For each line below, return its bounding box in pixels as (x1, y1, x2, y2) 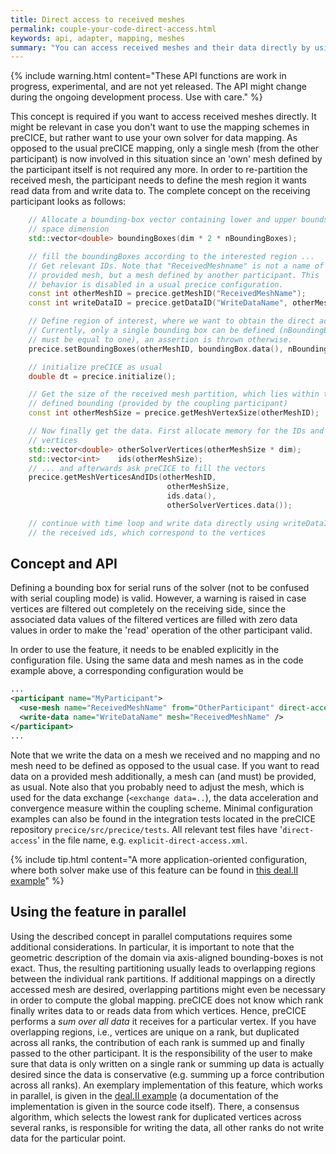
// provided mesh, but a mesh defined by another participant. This (28, 270, 320, 280)
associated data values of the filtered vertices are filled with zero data (10, 614, 298, 626)
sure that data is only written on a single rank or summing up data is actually (10, 1057, 325, 1070)
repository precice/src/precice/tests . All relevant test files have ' (10, 823, 283, 835)
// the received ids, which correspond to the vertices (28, 527, 267, 538)
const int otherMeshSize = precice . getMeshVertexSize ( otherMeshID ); (28, 408, 320, 418)
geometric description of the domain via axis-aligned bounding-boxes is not (10, 951, 324, 963)
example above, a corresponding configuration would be (10, 665, 244, 677)
